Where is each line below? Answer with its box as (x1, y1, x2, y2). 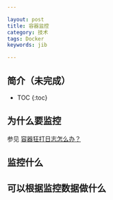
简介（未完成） (7, 75, 71, 87)
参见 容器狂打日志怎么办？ (7, 135, 81, 143)
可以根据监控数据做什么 (7, 182, 106, 194)
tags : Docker (7, 35, 45, 42)
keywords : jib (7, 42, 48, 49)
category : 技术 (7, 29, 49, 36)
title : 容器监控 (7, 22, 49, 30)
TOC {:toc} (16, 93, 48, 102)
